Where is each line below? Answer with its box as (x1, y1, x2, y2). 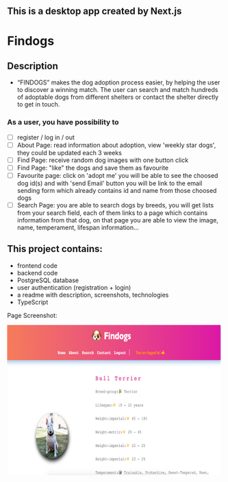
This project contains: (7, 243, 103, 255)
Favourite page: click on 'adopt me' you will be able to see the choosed (16, 171, 218, 179)
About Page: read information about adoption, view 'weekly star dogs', (16, 141, 216, 149)
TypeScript (16, 298, 49, 306)
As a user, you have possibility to (7, 117, 119, 127)
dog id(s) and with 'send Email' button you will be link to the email (16, 179, 203, 187)
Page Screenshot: (7, 311, 58, 319)
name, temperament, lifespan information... (16, 223, 139, 232)
